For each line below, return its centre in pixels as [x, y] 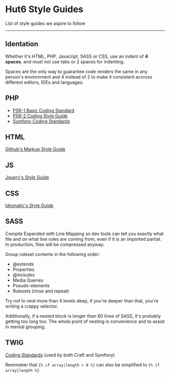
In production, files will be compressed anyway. [55, 244]
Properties [23, 269]
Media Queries [28, 280]
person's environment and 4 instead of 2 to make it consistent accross [79, 77]
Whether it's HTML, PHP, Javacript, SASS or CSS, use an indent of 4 [77, 56]
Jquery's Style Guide [27, 177]
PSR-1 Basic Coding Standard [43, 110]
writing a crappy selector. [32, 306]
